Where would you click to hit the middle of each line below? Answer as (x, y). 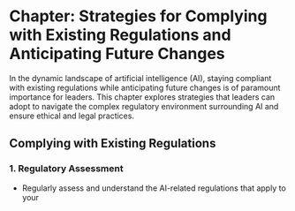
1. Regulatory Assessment (66, 169)
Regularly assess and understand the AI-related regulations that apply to (154, 188)
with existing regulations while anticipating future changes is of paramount (145, 87)
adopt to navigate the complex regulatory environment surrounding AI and (144, 106)
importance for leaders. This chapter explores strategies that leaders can (142, 97)
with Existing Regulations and (120, 35)
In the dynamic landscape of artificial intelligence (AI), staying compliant (140, 78)
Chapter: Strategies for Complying (138, 16)
